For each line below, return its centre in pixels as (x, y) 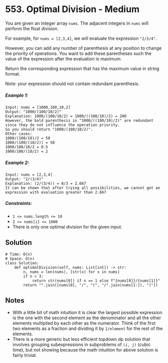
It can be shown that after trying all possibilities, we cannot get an (83, 188)
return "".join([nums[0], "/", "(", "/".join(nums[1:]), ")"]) (91, 285)
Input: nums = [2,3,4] (29, 175)
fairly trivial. (25, 355)
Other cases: (19, 134)
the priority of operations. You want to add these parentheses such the (78, 53)
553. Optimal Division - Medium (72, 9)
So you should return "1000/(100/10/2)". (49, 129)
